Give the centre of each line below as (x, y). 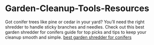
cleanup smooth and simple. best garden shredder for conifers (68, 37)
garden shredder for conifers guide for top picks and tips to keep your (76, 32)
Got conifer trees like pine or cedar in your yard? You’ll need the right (75, 22)
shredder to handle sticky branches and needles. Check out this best (75, 27)
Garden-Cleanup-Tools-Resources (77, 8)
